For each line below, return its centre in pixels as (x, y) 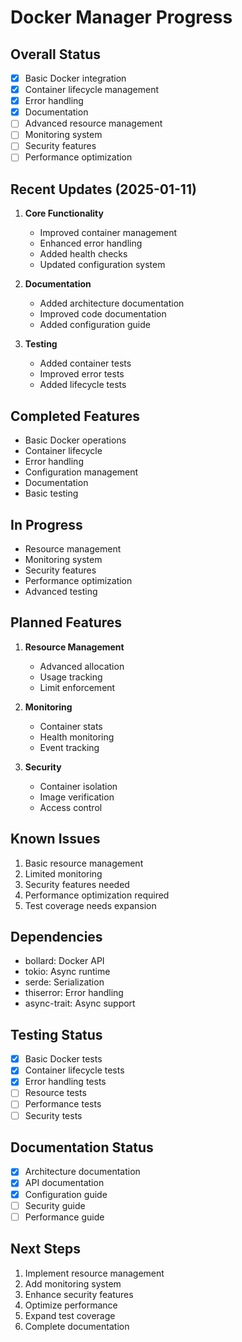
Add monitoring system (73, 1283)
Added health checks (83, 254)
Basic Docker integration (75, 78)
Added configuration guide (95, 325)
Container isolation (78, 786)
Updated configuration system (102, 265)
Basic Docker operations (75, 440)
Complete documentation (77, 1326)
